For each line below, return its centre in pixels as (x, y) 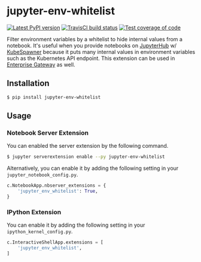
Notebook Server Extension (48, 133)
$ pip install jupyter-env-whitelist (54, 97)
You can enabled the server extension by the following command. (88, 146)
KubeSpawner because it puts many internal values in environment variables (101, 51)
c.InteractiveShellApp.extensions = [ (55, 243)
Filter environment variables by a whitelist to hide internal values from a (95, 39)
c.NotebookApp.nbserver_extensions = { (57, 186)
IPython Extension (34, 212)
